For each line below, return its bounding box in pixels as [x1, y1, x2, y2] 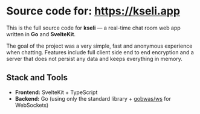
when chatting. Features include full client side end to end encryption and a [6, 48, 195, 55]
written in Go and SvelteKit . [6, 30, 76, 37]
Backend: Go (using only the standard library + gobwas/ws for [15, 95, 171, 102]
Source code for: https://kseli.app [6, 4, 180, 18]
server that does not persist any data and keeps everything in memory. [6, 55, 183, 62]
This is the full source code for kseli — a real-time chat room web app [6, 24, 181, 31]
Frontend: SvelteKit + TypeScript [15, 89, 98, 96]
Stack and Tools [6, 72, 68, 83]
